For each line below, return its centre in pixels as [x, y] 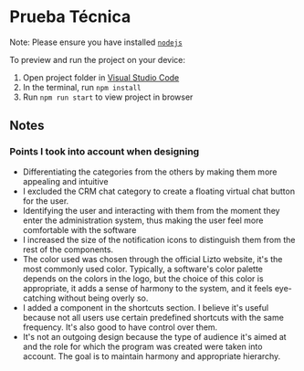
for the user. [46, 201]
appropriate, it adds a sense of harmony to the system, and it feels [147, 288]
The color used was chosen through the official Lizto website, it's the [152, 259]
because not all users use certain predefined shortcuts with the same [153, 317]
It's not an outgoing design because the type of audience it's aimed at [154, 336]
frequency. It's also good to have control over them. [120, 327]
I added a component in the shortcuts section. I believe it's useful [146, 307]
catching [39, 298]
